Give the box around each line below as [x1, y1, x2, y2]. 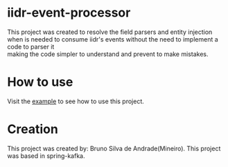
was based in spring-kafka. [7, 151, 85, 160]
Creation [7, 121, 59, 137]
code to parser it [7, 42, 55, 51]
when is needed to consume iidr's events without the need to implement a [7, 35, 218, 43]
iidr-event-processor [7, 5, 131, 21]
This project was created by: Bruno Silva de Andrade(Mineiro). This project [7, 144, 221, 152]
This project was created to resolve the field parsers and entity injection [7, 28, 213, 36]
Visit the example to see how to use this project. [7, 97, 144, 105]
